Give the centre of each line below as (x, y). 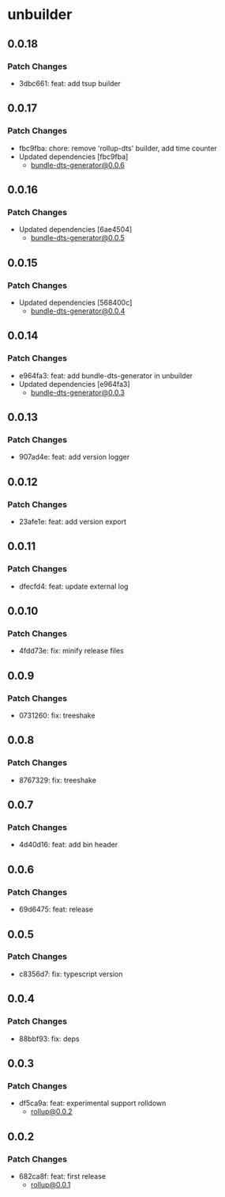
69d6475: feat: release (56, 909)
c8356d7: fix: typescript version (71, 974)
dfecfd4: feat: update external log (73, 586)
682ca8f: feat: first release (62, 1176)
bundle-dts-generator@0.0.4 (78, 311)
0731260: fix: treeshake (57, 716)
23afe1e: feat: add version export (73, 521)
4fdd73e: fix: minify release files (71, 651)
